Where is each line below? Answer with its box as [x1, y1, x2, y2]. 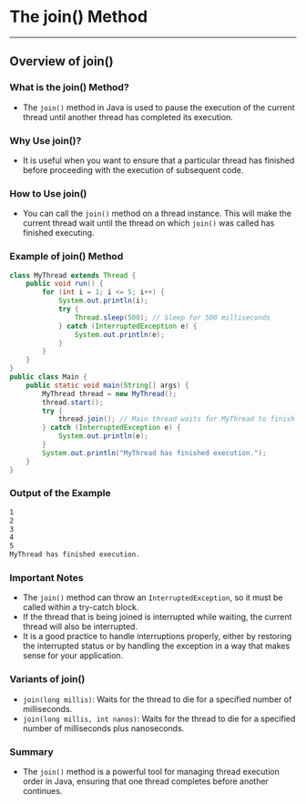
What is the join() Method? [9, 81, 129, 94]
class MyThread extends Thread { [9, 270, 137, 280]
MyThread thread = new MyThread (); [42, 389, 178, 398]
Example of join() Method [9, 250, 124, 263]
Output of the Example [9, 487, 111, 500]
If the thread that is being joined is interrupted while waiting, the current [22, 612, 292, 623]
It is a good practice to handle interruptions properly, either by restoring [22, 631, 292, 642]
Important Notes [9, 571, 84, 584]
